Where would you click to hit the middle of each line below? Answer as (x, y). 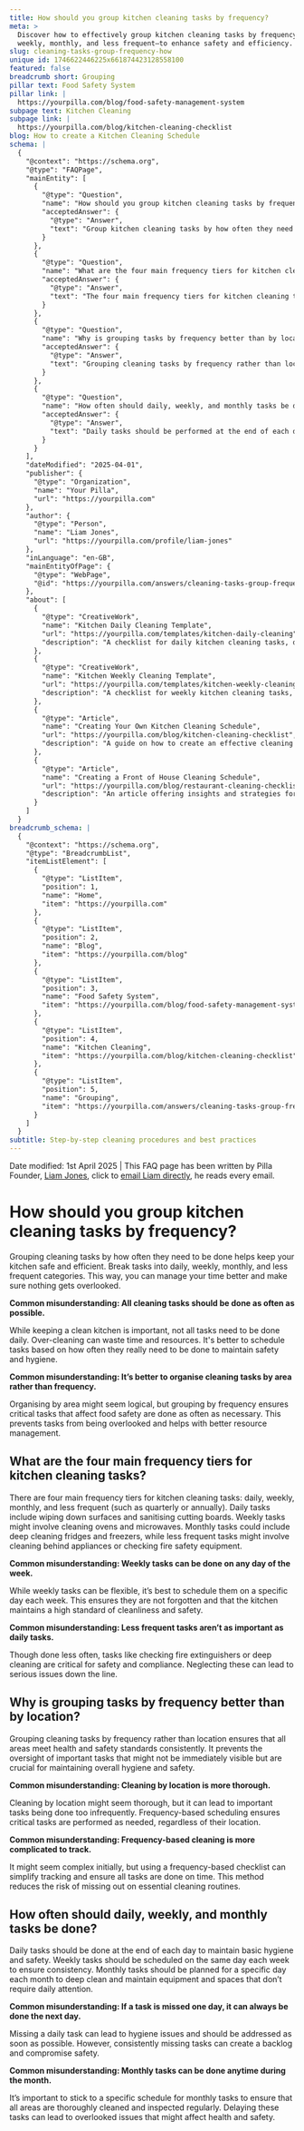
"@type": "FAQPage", (64, 170)
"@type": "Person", (70, 524)
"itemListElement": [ (66, 862)
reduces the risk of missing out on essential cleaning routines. (125, 1886)
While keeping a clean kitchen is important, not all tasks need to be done (145, 1330)
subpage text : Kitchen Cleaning (70, 111)
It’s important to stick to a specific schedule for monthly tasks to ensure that (151, 2098)
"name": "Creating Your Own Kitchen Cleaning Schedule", (151, 727)
